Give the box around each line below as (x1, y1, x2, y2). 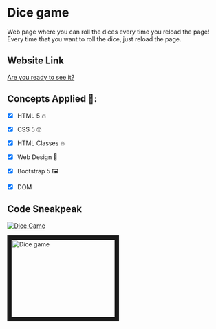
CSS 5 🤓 (17, 125, 42, 134)
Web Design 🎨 (17, 153, 58, 161)
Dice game (7, 5, 69, 21)
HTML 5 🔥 (17, 112, 47, 120)
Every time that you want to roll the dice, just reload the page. (7, 34, 182, 43)
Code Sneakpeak (7, 203, 83, 215)
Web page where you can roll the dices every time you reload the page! (7, 28, 210, 36)
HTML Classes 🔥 (17, 139, 65, 147)
